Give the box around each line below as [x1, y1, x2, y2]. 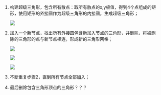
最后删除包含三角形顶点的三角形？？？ [9, 85, 87, 90]
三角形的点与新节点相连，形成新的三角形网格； [18, 36, 113, 42]
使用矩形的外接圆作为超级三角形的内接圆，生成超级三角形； [18, 10, 138, 16]
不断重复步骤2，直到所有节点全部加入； [9, 74, 90, 80]
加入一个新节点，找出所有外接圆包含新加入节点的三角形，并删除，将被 [9, 30, 152, 36]
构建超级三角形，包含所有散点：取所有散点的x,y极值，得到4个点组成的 [9, 4, 152, 10]
